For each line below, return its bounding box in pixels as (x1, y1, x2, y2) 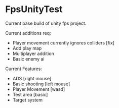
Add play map (12, 45, 42, 51)
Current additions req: (5, 30, 52, 36)
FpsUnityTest (5, 4, 63, 15)
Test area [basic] (12, 91, 48, 97)
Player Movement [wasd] (12, 86, 65, 92)
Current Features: (5, 66, 42, 72)
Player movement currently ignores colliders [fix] (12, 39, 115, 46)
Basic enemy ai (12, 56, 45, 62)
